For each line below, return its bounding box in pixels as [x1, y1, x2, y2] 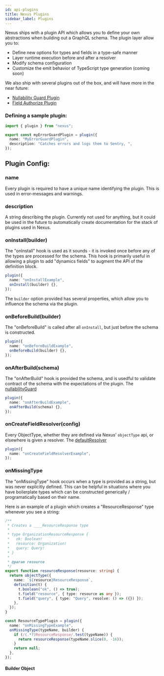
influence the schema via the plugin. [5, 300, 78, 307]
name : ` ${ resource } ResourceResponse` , [14, 578, 93, 583]
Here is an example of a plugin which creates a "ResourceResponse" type [5, 504, 154, 510]
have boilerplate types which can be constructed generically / [5, 489, 130, 495]
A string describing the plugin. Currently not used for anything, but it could [5, 214, 156, 220]
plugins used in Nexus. [5, 224, 51, 231]
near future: [5, 85, 29, 91]
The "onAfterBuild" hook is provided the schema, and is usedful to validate [5, 375, 156, 381]
